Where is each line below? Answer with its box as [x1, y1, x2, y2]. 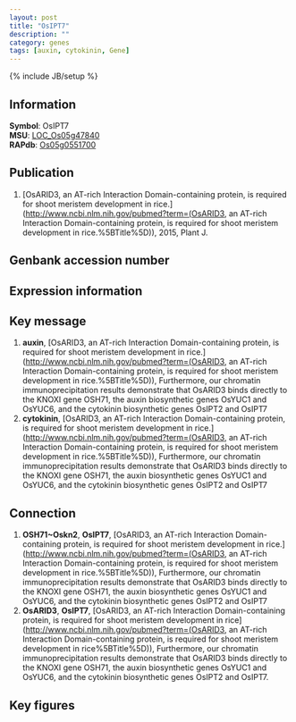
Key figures [9, 698, 75, 713]
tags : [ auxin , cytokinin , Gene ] [9, 46, 130, 55]
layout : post [9, 13, 58, 22]
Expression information [9, 283, 143, 298]
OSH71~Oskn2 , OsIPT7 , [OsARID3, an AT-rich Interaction [21, 529, 234, 541]
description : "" [9, 29, 70, 38]
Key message [9, 314, 87, 329]
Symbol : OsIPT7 [9, 120, 70, 130]
